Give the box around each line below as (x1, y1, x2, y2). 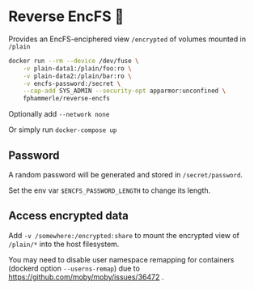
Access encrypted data (8, 209, 129, 223)
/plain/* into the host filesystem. (8, 239, 120, 249)
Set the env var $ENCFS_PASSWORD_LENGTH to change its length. (8, 186, 211, 195)
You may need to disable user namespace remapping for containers (8, 254, 235, 264)
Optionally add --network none (8, 109, 110, 119)
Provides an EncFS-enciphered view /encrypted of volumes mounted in (8, 34, 247, 44)
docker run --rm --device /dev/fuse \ (8, 57, 139, 65)
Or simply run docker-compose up (8, 125, 117, 134)
